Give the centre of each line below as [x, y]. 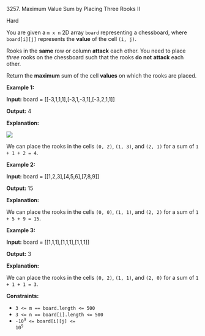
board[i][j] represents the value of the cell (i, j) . [71, 39]
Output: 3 [19, 254]
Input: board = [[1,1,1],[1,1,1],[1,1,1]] [48, 242]
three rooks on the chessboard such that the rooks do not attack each [95, 57]
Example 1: [20, 87]
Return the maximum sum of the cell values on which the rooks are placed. [102, 75]
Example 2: [21, 165]
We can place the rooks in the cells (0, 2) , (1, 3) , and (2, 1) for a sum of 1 [102, 146]
